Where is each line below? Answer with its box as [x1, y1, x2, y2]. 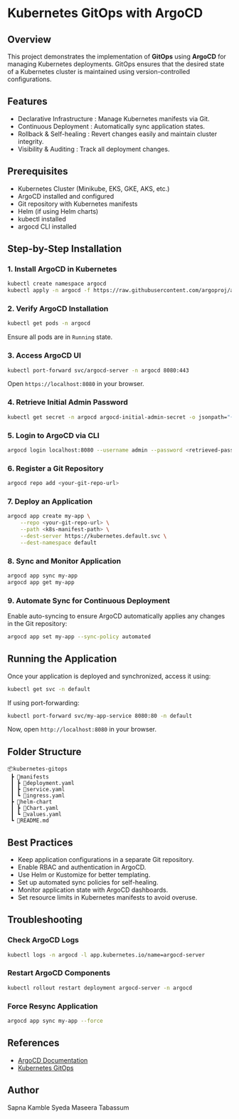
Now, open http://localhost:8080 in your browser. [7, 725, 156, 734]
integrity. [17, 137, 44, 145]
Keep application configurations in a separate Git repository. [17, 855, 194, 863]
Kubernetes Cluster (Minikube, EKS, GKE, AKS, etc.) [17, 184, 170, 193]
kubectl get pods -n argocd [7, 320, 91, 327]
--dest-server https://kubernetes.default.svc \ [20, 532, 167, 539]
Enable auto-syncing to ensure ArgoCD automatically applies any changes [7, 611, 225, 620]
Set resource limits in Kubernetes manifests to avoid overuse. [17, 893, 198, 902]
